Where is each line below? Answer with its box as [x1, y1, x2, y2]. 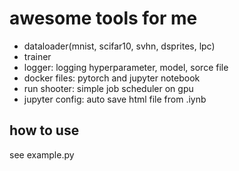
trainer [23, 50, 52, 62]
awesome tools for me [9, 7, 198, 30]
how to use [9, 122, 80, 139]
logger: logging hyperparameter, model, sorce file [23, 61, 229, 73]
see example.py [9, 148, 75, 161]
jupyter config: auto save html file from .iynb [23, 93, 207, 105]
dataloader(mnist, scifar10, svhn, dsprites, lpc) [23, 40, 216, 52]
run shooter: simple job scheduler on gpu [23, 82, 194, 94]
